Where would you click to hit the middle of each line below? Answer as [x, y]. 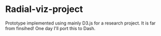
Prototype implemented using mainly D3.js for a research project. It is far [80, 23]
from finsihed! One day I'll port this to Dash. [50, 28]
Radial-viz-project [44, 9]
